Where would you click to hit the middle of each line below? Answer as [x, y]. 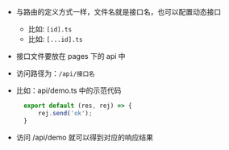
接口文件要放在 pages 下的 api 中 [71, 56]
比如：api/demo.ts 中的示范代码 [69, 90]
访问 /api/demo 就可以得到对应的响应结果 [84, 137]
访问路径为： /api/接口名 [55, 73]
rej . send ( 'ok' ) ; [65, 113]
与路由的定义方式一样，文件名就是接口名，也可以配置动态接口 [119, 12]
